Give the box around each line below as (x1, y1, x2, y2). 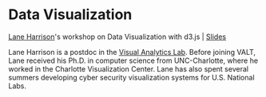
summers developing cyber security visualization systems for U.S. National (8, 72, 255, 82)
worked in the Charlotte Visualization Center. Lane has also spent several (8, 64, 249, 73)
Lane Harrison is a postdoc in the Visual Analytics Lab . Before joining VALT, (8, 47, 256, 56)
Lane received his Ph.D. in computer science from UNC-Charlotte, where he (8, 56, 258, 65)
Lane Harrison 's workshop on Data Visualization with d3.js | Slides (8, 32, 226, 41)
